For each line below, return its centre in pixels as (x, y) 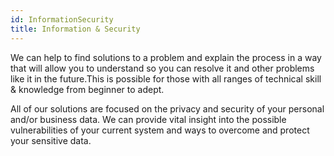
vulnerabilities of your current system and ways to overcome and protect (160, 130)
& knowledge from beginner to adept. (87, 89)
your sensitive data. (51, 140)
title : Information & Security (75, 29)
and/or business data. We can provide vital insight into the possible (148, 119)
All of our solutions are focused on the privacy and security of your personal (167, 108)
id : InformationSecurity (62, 19)
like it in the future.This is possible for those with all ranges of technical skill (166, 78)
